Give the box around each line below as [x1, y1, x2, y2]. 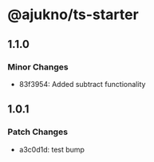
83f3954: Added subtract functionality [18, 79, 146, 89]
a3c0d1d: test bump [18, 144, 85, 154]
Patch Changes [7, 126, 69, 137]
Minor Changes [7, 61, 69, 73]
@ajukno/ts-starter [7, 6, 139, 24]
